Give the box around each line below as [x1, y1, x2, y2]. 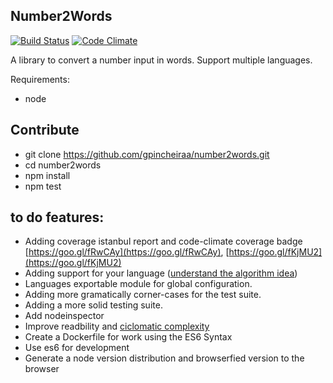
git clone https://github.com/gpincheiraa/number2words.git [24, 148, 270, 160]
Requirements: [10, 73, 70, 85]
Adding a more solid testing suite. [24, 299, 163, 311]
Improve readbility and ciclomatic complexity [24, 320, 210, 333]
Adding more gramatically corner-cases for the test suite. [24, 289, 262, 301]
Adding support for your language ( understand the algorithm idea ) [24, 267, 298, 279]
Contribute [10, 122, 80, 139]
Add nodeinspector [24, 310, 105, 322]
